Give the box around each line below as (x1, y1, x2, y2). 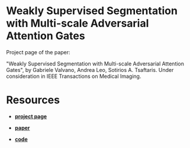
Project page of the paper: (6, 48, 70, 55)
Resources (6, 93, 60, 107)
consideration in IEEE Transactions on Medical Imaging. (6, 73, 141, 80)
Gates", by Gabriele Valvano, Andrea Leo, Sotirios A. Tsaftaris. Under (6, 66, 174, 73)
